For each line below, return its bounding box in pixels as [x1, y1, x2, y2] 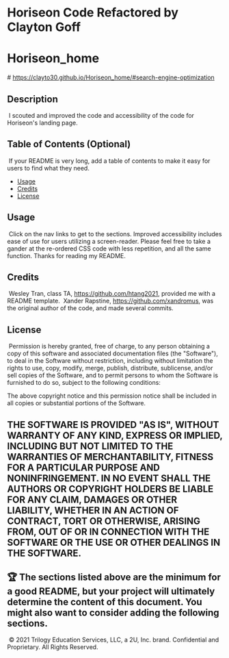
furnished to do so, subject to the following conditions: [7, 379, 161, 387]
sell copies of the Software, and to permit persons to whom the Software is [7, 371, 219, 379]
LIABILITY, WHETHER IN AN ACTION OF [7, 505, 179, 516]
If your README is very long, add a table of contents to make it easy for [8, 156, 211, 165]
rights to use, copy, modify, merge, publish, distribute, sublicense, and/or [7, 364, 213, 372]
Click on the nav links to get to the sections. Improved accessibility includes [8, 229, 222, 238]
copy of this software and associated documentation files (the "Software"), [7, 349, 219, 357]
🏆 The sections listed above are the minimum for [7, 571, 221, 583]
